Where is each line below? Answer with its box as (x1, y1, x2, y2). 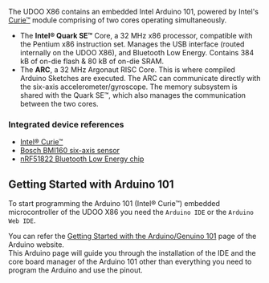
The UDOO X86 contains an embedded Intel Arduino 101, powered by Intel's (8, 7, 259, 16)
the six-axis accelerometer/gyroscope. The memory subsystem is (19, 82, 238, 91)
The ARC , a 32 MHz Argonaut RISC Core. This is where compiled (19, 65, 235, 75)
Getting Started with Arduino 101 (8, 177, 174, 191)
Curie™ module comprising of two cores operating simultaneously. (8, 15, 227, 25)
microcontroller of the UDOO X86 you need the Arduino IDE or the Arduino (8, 208, 255, 217)
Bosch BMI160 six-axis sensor (19, 146, 120, 156)
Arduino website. (8, 240, 64, 249)
